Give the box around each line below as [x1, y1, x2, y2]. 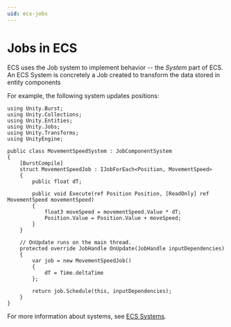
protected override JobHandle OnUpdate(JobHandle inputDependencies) [19, 245, 225, 252]
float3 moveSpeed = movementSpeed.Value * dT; [44, 208, 182, 216]
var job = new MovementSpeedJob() [32, 257, 132, 264]
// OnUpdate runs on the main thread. [19, 239, 132, 246]
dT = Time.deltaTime [44, 269, 104, 276]
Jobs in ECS [7, 40, 78, 56]
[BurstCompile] [19, 159, 64, 167]
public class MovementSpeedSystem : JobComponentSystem [7, 147, 172, 154]
